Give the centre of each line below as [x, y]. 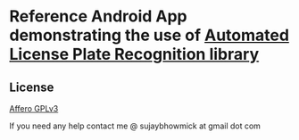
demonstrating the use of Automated [149, 35]
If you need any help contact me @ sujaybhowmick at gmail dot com [135, 126]
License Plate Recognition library [134, 54]
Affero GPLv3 [34, 108]
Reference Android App [98, 16]
